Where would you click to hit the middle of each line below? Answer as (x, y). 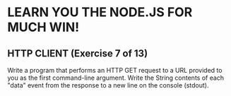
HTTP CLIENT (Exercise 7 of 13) (78, 53)
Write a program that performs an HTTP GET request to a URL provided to (115, 70)
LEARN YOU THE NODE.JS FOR (100, 12)
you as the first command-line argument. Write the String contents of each (116, 78)
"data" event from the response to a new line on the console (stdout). (108, 85)
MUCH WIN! (43, 27)
